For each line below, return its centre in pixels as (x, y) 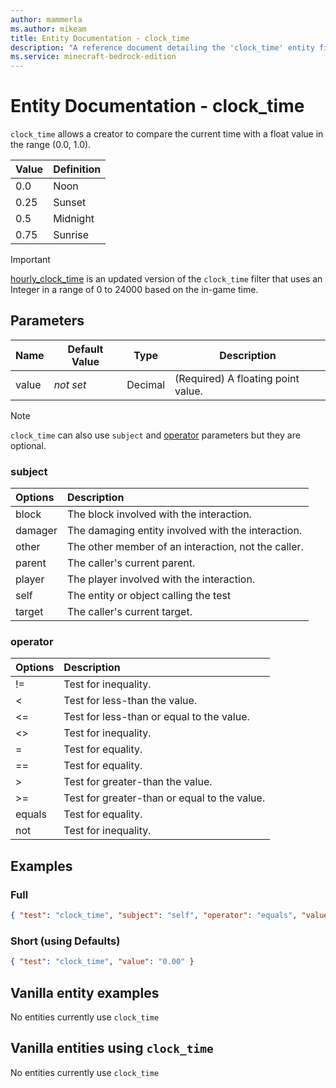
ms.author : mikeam (48, 29)
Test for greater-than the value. (138, 782)
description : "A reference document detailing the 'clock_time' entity (162, 47)
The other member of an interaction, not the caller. (185, 547)
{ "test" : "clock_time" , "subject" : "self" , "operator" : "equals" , (154, 916)
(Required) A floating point (237, 378)
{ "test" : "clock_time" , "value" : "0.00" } (102, 962)
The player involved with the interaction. (161, 579)
